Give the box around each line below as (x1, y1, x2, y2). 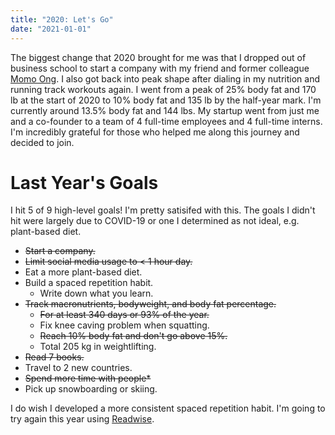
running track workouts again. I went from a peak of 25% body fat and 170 (10, 83, 317, 95)
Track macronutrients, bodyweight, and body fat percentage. (24, 298, 277, 310)
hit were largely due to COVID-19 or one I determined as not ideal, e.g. (10, 215, 300, 227)
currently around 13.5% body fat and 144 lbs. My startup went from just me (10, 104, 320, 116)
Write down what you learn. (39, 287, 154, 300)
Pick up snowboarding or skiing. (24, 383, 158, 395)
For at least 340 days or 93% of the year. (39, 309, 210, 321)
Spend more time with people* (24, 372, 152, 385)
